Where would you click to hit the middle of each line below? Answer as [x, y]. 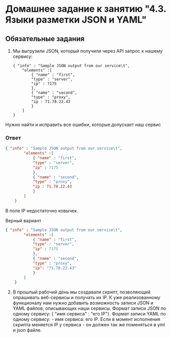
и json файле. [27, 330]
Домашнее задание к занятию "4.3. [86, 9]
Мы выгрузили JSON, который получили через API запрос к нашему [88, 51]
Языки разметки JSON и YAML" [76, 20]
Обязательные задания [45, 39]
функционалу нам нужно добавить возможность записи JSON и [83, 303]
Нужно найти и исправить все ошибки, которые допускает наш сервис [83, 124]
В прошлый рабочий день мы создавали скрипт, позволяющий [82, 292]
